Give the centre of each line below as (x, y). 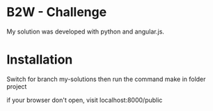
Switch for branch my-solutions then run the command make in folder (106, 79)
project (17, 86)
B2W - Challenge (57, 12)
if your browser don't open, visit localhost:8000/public (85, 100)
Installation (40, 60)
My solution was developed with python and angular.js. (86, 31)
